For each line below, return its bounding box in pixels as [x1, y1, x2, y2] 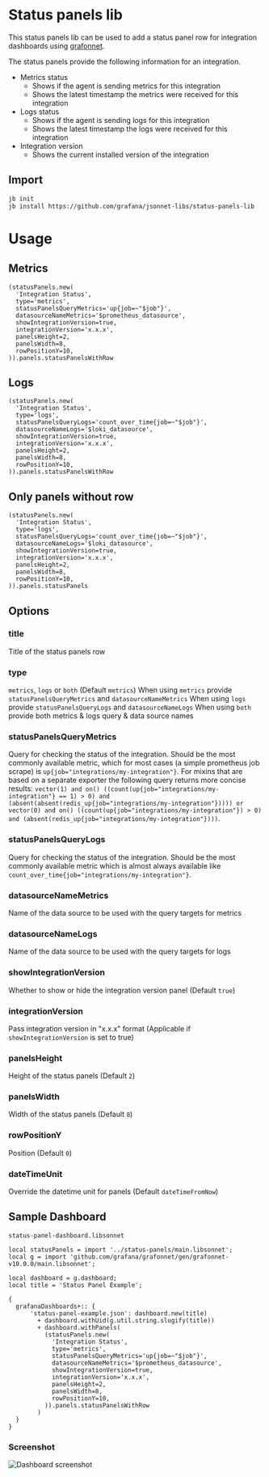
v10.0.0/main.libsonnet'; [8, 1259, 95, 1268]
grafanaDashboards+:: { [15, 1302, 95, 1310]
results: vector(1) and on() [8, 784, 101, 794]
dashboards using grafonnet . [8, 40, 105, 50]
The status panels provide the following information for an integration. [8, 57, 241, 66]
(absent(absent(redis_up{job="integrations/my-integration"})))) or [8, 799, 244, 808]
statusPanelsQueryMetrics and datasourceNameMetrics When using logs [8, 694, 246, 704]
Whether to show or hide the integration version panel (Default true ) [8, 985, 236, 995]
